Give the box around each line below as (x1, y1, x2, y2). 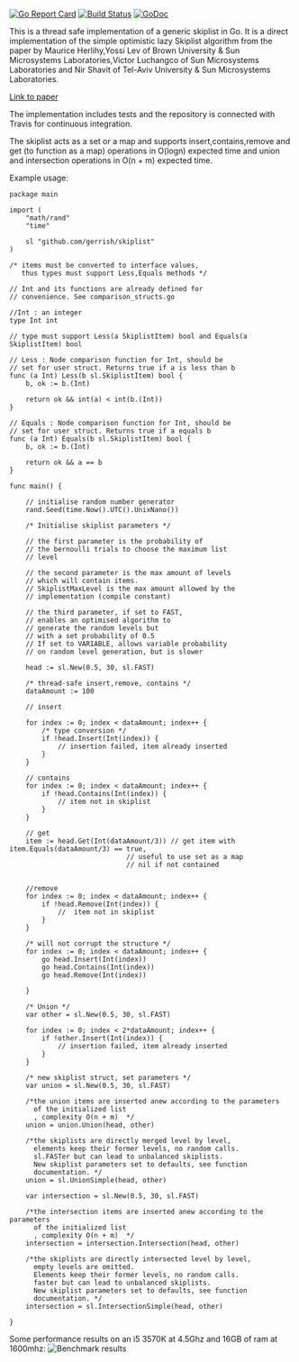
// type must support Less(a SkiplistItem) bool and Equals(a (9, 332, 248, 341)
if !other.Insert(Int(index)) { (41, 1034, 164, 1043)
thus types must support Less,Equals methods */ (21, 269, 207, 278)
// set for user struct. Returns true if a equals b (9, 426, 212, 435)
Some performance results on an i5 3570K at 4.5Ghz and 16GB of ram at (9, 1334, 277, 1344)
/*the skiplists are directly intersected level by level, (25, 1255, 252, 1264)
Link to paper (9, 91, 59, 102)
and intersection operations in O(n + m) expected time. (9, 155, 213, 166)
